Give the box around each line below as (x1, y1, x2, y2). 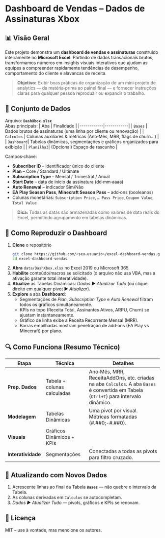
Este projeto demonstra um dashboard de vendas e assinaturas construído (5, 49, 159, 55)
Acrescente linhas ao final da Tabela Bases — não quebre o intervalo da (12, 484, 157, 490)
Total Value (12, 200, 37, 205)
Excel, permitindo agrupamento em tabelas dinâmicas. (17, 214, 128, 220)
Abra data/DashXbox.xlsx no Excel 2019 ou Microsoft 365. (12, 265, 130, 271)
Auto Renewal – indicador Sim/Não (12, 184, 84, 190)
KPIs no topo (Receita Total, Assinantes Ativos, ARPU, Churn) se (19, 307, 150, 313)
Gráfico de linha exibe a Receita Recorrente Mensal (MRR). (19, 317, 138, 323)
